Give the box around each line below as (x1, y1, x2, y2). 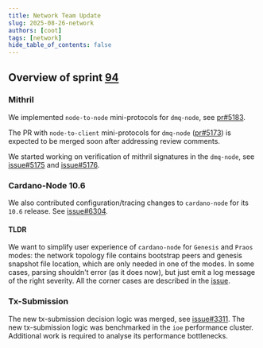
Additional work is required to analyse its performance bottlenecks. (8, 331, 228, 340)
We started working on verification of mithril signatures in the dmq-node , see (8, 152, 255, 161)
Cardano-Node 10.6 (8, 180, 86, 191)
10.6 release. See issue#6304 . (8, 207, 109, 216)
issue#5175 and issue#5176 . (8, 160, 100, 169)
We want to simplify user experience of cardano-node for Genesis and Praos (8, 242, 253, 252)
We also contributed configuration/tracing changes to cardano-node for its (8, 198, 249, 207)
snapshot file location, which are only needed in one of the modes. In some (8, 259, 255, 269)
